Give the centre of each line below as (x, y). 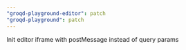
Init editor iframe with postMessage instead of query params (93, 39)
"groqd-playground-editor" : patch (56, 13)
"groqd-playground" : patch (45, 20)
